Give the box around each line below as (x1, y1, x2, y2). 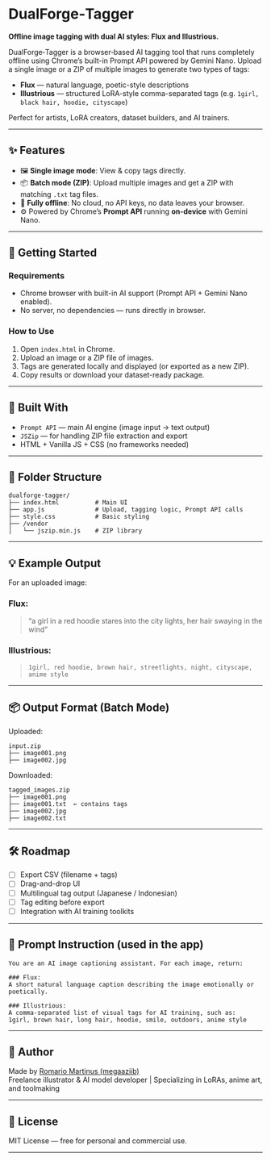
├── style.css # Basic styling (8, 513, 150, 521)
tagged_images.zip (8, 786, 70, 794)
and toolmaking (8, 1084, 60, 1093)
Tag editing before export (19, 897, 105, 907)
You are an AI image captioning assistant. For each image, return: (8, 959, 244, 967)
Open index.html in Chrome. (19, 344, 115, 353)
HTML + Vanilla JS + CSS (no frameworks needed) (19, 439, 190, 449)
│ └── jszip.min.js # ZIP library (8, 527, 143, 535)
